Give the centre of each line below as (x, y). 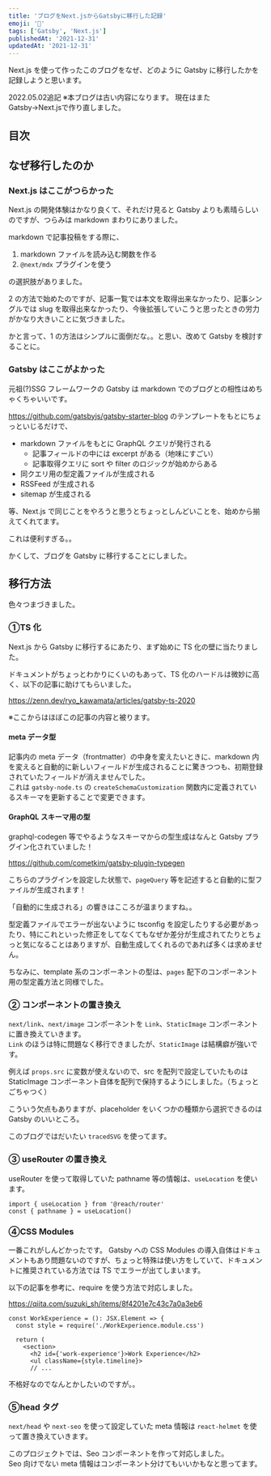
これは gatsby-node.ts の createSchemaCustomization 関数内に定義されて (129, 787)
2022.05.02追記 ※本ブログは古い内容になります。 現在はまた (110, 97)
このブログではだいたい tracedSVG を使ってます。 (90, 1136)
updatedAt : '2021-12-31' (50, 46)
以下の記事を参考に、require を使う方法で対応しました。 (103, 1287)
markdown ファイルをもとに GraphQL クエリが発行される (116, 443)
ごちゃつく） (30, 1092)
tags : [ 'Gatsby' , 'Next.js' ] (57, 31)
